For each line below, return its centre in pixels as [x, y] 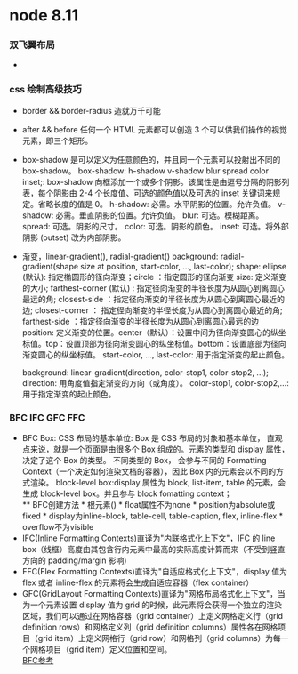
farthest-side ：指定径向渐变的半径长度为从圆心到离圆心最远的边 [141, 321]
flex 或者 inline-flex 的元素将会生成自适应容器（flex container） [138, 582]
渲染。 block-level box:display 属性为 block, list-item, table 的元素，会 [158, 483]
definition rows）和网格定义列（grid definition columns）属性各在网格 [150, 627]
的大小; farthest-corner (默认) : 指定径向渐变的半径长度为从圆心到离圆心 [153, 288]
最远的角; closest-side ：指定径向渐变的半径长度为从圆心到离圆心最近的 [153, 299]
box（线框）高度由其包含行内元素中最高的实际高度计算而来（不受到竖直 [154, 550]
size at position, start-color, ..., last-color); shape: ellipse [183, 266]
